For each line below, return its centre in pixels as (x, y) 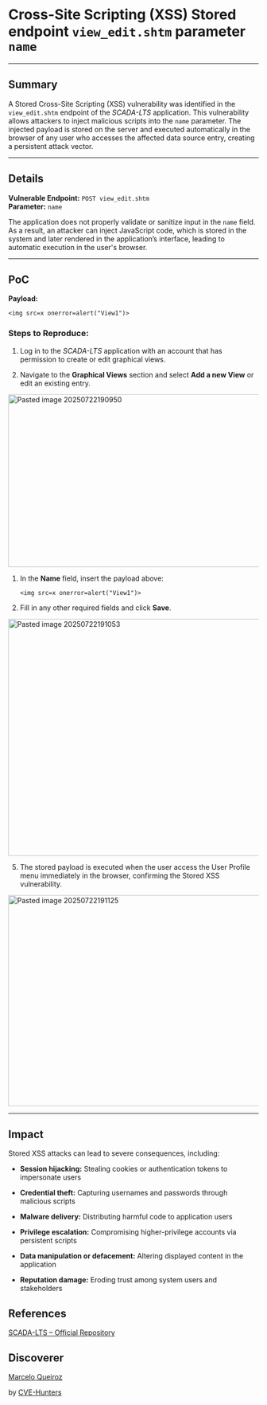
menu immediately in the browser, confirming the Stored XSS (120, 875)
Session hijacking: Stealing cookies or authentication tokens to (124, 1169)
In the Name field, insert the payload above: (92, 578)
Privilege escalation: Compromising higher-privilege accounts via (128, 1232)
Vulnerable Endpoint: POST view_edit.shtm (79, 198)
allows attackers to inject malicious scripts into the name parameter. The (125, 120)
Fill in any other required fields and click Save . (95, 608)
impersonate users (50, 1177)
